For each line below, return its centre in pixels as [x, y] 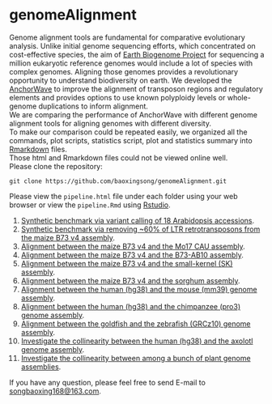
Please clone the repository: [56, 166]
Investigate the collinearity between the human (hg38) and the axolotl [137, 341]
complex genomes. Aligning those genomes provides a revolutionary [123, 71]
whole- [239, 97]
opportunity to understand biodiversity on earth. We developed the [121, 80]
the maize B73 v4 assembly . [68, 237]
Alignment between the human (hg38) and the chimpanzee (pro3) [131, 306]
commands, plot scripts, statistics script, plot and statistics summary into [131, 140]
